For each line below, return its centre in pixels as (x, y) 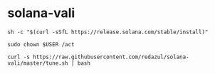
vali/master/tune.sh (38, 63)
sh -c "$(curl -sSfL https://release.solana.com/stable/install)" (108, 32)
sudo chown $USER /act (41, 44)
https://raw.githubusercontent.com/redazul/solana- (111, 57)
